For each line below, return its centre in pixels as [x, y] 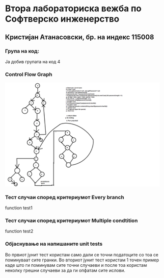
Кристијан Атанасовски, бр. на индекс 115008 [80, 37]
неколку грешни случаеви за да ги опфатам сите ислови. [65, 270]
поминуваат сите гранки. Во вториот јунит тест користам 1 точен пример [82, 260]
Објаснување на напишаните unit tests [54, 244]
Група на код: [22, 51]
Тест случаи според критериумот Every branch [65, 197]
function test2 [19, 231]
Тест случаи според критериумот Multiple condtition [71, 221]
